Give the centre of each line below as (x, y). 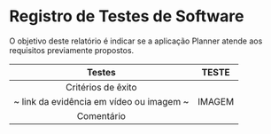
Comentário (101, 115)
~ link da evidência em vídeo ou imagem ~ (101, 101)
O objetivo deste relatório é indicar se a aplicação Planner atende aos (136, 41)
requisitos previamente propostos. (72, 50)
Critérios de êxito (101, 87)
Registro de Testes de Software (127, 16)
